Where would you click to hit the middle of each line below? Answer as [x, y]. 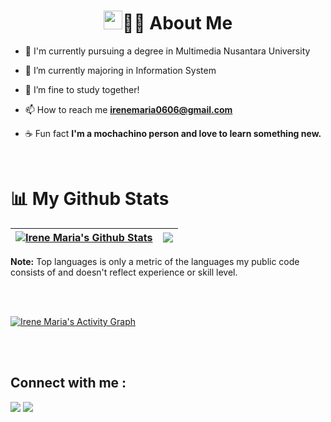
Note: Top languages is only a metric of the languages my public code [155, 261]
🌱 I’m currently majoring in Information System [120, 70]
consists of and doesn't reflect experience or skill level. [124, 272]
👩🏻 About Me [177, 23]
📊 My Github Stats [90, 199]
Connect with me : [68, 383]
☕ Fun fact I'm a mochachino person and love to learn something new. [173, 133]
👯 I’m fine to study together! [82, 89]
